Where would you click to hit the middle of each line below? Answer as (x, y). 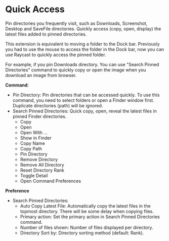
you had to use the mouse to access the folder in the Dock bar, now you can (85, 49)
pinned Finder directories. (39, 116)
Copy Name (33, 143)
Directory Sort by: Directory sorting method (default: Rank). (82, 233)
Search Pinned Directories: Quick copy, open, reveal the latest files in (85, 111)
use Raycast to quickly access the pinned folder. (56, 55)
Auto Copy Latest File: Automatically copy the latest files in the (85, 206)
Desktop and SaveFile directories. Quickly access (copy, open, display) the (83, 28)
